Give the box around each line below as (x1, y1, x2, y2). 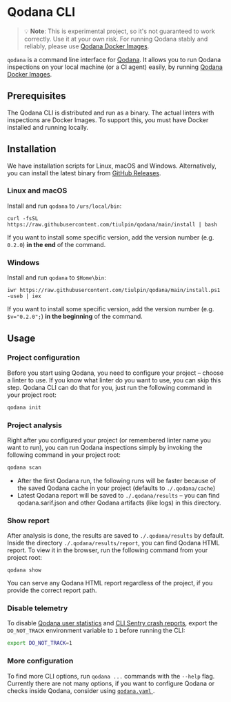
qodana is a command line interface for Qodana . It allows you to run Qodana (7, 55, 221, 64)
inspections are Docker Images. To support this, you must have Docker (7, 115, 209, 124)
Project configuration (7, 353, 81, 362)
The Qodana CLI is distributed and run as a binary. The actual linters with (7, 108, 214, 117)
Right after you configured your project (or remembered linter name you (7, 436, 212, 445)
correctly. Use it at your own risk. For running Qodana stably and (23, 35, 208, 43)
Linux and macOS (7, 186, 68, 195)
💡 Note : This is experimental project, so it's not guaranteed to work (23, 27, 215, 35)
